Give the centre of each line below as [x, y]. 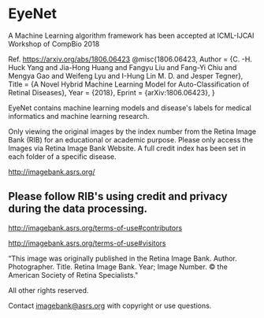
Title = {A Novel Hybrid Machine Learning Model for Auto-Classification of [129, 84]
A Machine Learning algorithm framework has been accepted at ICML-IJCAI [131, 35]
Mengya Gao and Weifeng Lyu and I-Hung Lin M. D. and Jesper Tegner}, [126, 76]
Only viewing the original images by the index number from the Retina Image [132, 131]
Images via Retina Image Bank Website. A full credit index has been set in [127, 148]
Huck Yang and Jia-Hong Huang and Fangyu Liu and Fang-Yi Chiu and [123, 67]
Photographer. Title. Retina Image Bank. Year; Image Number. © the [118, 266]
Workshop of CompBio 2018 [54, 43]
